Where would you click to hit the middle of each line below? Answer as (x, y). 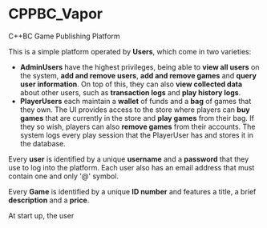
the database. (42, 143)
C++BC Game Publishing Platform (64, 36)
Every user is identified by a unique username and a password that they (129, 159)
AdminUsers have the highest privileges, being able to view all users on (140, 67)
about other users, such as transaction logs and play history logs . (130, 92)
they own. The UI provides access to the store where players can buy (135, 110)
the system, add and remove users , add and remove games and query (138, 75)
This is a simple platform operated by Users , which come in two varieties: (130, 51)
